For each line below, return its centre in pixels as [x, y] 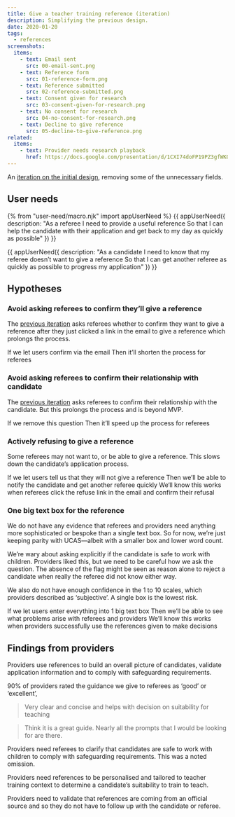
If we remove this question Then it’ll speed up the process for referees [108, 423]
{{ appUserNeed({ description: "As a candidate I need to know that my [108, 252]
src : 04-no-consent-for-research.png [81, 118]
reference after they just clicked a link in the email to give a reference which [116, 331]
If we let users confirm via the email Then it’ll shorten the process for [107, 352]
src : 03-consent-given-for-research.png [85, 105]
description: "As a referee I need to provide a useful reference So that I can [115, 223]
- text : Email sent [48, 60]
